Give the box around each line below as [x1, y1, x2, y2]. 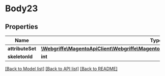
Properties [5, 23, 38, 31]
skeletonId [7, 53, 33, 60]
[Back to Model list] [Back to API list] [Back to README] [5, 66, 118, 72]
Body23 [5, 3, 38, 14]
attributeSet [7, 45, 36, 52]
